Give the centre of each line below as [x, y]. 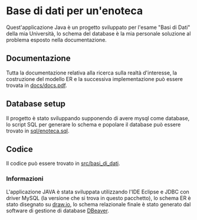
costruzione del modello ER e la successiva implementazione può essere [94, 79]
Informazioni [25, 179]
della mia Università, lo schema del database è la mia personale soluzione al [98, 33]
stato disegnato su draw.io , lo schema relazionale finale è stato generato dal [98, 204]
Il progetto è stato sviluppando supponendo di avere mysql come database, [98, 118]
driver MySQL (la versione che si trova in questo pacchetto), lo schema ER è [99, 198]
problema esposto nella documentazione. [57, 40]
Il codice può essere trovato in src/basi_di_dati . [63, 163]
